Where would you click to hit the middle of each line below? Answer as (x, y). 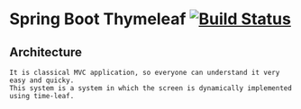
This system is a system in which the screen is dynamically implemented (151, 88)
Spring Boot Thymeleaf (98, 19)
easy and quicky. (42, 80)
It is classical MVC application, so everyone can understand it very (145, 72)
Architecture (46, 52)
